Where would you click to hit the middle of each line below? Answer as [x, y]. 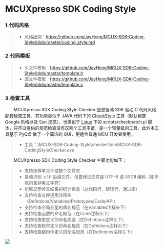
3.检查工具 [18, 98]
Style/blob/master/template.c [54, 84]
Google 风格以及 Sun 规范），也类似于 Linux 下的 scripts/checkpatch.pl [76, 122]
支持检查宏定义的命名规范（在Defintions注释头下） [75, 220]
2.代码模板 [18, 56]
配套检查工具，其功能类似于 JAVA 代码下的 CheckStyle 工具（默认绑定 [76, 116]
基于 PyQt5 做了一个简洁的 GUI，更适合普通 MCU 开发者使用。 [72, 134]
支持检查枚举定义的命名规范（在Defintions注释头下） [77, 226]
